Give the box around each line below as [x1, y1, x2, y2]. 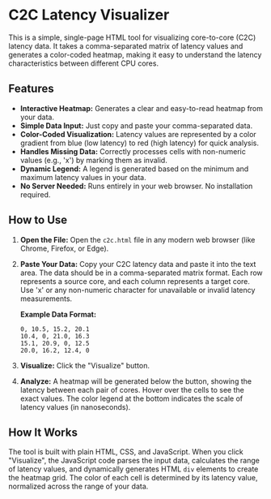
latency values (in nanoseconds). [19, 402, 131, 411]
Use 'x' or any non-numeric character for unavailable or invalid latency [19, 285, 256, 295]
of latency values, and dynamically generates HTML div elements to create [8, 464, 259, 474]
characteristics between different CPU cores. [8, 58, 159, 68]
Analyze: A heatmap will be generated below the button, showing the [19, 376, 252, 386]
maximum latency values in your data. [19, 172, 147, 182]
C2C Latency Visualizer [8, 6, 170, 24]
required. [19, 189, 51, 200]
